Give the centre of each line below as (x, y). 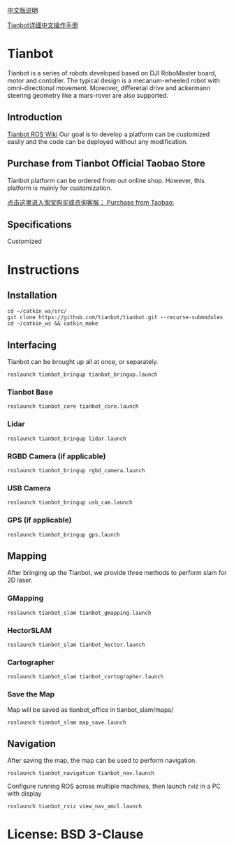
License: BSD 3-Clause (75, 834)
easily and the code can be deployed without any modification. (98, 141)
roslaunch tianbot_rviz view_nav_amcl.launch (74, 807)
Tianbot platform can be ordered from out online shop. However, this (106, 180)
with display (24, 794)
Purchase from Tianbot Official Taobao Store (107, 164)
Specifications (39, 225)
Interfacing (32, 345)
